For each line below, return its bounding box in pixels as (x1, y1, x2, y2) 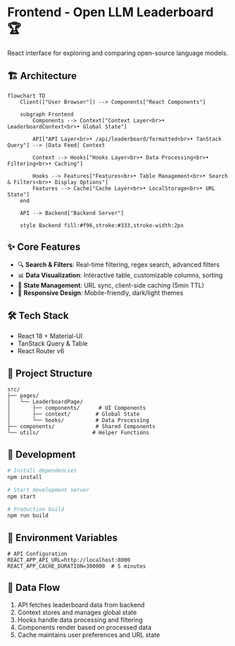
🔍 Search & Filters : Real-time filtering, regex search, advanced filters (17, 260, 220, 269)
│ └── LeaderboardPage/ (7, 398, 83, 406)
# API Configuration (7, 551, 68, 558)
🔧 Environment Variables (7, 532, 118, 544)
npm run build (7, 512, 49, 519)
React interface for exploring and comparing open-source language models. (7, 49, 229, 57)
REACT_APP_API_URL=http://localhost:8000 (7, 556, 131, 564)
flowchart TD (7, 92, 46, 99)
